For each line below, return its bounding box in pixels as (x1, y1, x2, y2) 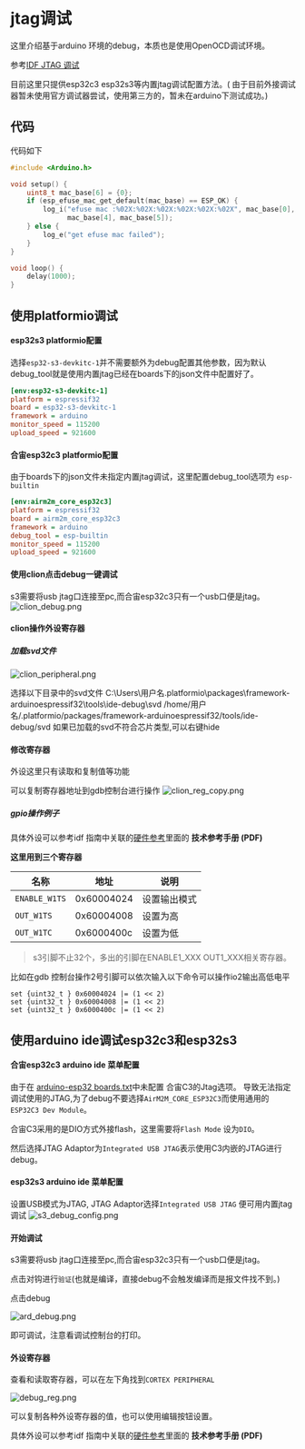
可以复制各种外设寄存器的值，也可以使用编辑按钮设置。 (10, 1411, 217, 1422)
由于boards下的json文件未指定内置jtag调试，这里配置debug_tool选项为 (10, 471, 275, 482)
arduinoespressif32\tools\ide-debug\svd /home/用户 (10, 699, 207, 710)
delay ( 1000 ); (26, 272, 76, 282)
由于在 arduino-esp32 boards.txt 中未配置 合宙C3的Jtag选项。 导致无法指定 (10, 1081, 291, 1092)
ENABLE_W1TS (15, 894, 67, 904)
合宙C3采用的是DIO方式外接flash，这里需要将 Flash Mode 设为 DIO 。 (10, 1123, 260, 1134)
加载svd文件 (10, 645, 57, 656)
